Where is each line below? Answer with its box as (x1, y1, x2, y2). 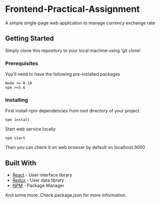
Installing (5, 96, 28, 103)
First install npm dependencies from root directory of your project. (5, 108, 141, 114)
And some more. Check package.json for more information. (5, 192, 127, 198)
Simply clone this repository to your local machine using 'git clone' (5, 47, 142, 53)
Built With (5, 159, 36, 167)
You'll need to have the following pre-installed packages (5, 71, 120, 77)
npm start (5, 135, 26, 141)
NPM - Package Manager (12, 183, 65, 189)
